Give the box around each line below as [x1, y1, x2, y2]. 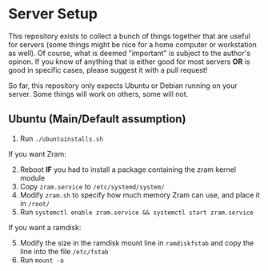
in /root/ [19, 198, 50, 208]
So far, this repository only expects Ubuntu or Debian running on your [8, 81, 238, 90]
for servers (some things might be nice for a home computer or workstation [8, 39, 258, 49]
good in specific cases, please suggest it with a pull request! [8, 65, 208, 74]
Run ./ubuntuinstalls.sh [19, 134, 104, 143]
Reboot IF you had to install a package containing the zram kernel [19, 165, 237, 174]
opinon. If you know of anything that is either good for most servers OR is [8, 57, 250, 66]
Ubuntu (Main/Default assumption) [8, 113, 186, 126]
